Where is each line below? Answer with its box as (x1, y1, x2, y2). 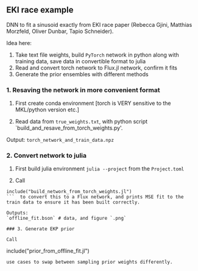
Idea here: (6, 39, 32, 46)
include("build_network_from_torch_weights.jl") (6, 189, 132, 195)
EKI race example (6, 5, 74, 15)
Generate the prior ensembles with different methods (15, 70, 149, 78)
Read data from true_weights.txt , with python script (15, 118, 148, 125)
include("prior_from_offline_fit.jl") (6, 247, 90, 255)
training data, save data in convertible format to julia (15, 57, 146, 65)
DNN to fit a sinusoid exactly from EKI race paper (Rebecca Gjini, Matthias (6, 21, 193, 28)
